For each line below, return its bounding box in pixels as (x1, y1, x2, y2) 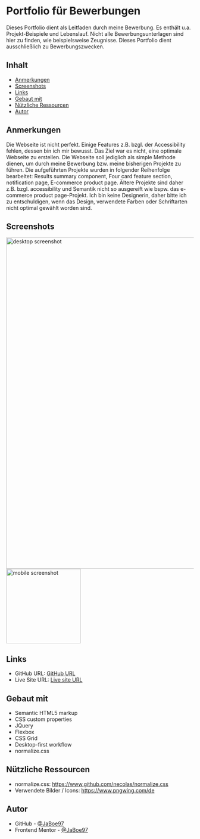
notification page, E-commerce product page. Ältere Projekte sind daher (6, 179, 183, 186)
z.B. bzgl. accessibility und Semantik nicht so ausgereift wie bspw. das (6, 185, 180, 192)
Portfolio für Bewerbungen (6, 4, 141, 18)
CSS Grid (14, 735, 37, 742)
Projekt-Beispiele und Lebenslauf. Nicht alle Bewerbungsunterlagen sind (6, 30, 184, 37)
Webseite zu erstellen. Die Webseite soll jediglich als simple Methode (6, 153, 176, 160)
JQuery (14, 722, 34, 729)
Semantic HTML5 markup (14, 710, 78, 716)
